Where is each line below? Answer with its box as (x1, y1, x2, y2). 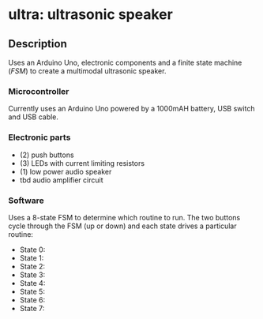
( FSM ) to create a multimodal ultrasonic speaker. (8, 66, 167, 76)
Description (8, 37, 67, 51)
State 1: (19, 253, 44, 262)
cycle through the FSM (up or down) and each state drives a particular (8, 221, 237, 231)
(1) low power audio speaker (19, 167, 112, 176)
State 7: (19, 303, 45, 313)
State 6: (19, 295, 46, 305)
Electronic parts (8, 132, 71, 143)
